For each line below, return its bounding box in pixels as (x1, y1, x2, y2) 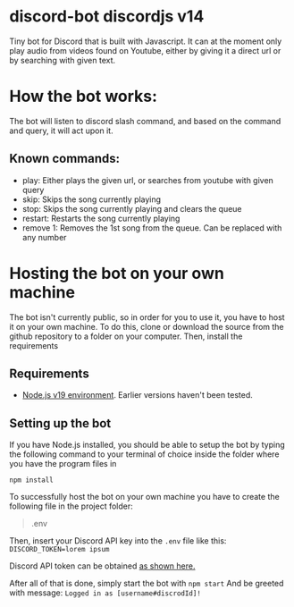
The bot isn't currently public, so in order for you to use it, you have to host (9, 311, 285, 323)
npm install (9, 476, 54, 485)
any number (21, 232, 67, 242)
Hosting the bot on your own (9, 263, 225, 283)
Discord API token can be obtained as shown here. (9, 561, 196, 571)
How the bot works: (9, 87, 158, 106)
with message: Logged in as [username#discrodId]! (9, 587, 201, 598)
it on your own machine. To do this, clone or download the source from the (9, 321, 284, 332)
